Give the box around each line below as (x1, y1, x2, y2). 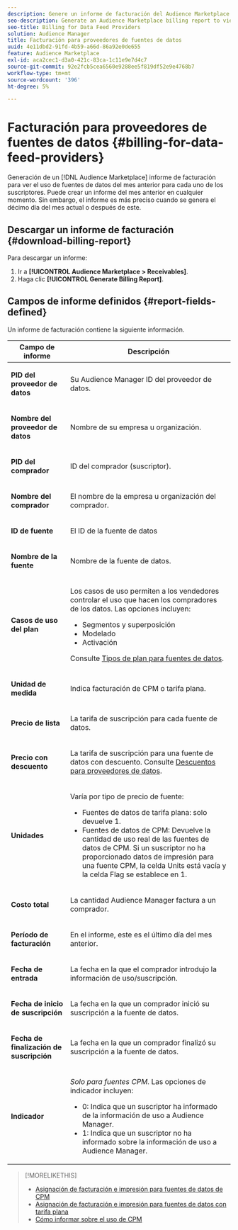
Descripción (127, 346, 170, 356)
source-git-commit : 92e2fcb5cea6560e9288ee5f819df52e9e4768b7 (7, 63, 195, 70)
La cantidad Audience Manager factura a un (69, 895, 216, 905)
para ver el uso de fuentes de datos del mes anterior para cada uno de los (7, 181, 224, 189)
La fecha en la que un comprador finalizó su (69, 1037, 216, 1047)
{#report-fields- (142, 295, 216, 307)
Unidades (11, 830, 44, 840)
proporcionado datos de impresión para (81, 852, 214, 862)
